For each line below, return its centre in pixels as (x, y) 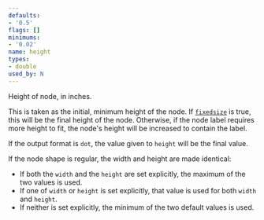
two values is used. (51, 182)
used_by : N (26, 74)
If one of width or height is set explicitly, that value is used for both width (138, 190)
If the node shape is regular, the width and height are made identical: (120, 159)
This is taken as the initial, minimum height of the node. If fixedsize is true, (130, 112)
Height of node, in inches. (50, 96)
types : (19, 60)
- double (22, 67)
